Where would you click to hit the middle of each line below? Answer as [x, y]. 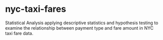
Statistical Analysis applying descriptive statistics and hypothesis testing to [82, 23]
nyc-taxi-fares [36, 9]
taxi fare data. [19, 33]
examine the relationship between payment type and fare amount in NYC [79, 28]
